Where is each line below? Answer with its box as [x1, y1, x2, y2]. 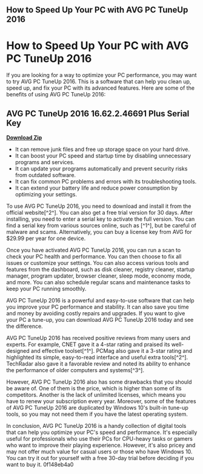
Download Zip [6, 134, 42, 141]
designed [6, 347, 30, 355]
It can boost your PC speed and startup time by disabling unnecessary [15, 152, 191, 159]
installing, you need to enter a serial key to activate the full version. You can [6, 215, 195, 223]
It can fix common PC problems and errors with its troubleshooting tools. [15, 178, 197, 185]
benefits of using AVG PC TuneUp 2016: [6, 91, 106, 98]
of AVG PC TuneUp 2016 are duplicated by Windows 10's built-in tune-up [6, 404, 189, 412]
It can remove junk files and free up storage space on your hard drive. [15, 145, 190, 153]
